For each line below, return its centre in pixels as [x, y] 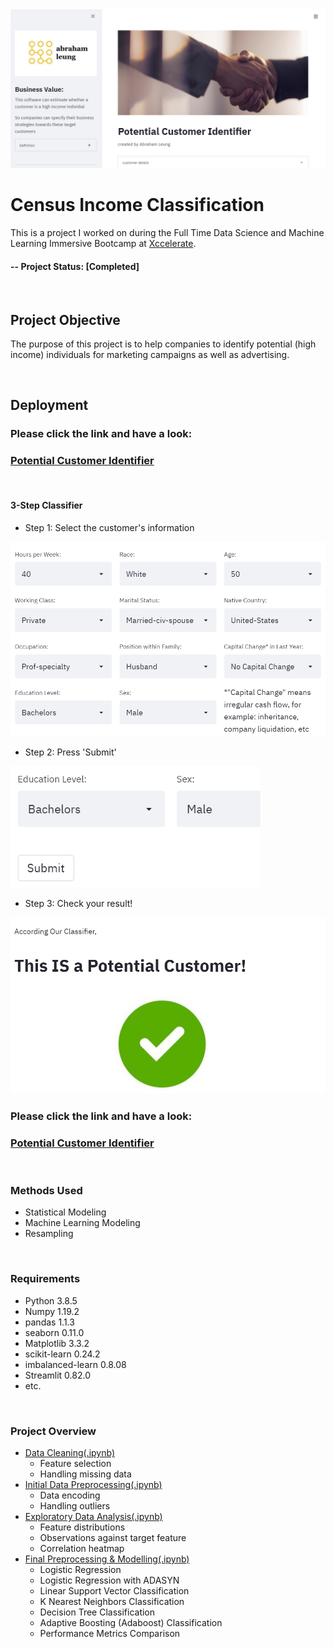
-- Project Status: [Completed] [75, 266]
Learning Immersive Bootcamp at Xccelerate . [103, 243]
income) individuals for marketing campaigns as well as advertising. [150, 354]
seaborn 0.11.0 [54, 1332]
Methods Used [46, 1191]
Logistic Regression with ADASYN [109, 1580]
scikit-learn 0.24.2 [62, 1354]
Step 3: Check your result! [78, 903]
